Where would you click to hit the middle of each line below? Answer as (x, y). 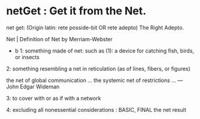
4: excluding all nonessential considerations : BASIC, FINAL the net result (96, 109)
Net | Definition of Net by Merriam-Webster (59, 39)
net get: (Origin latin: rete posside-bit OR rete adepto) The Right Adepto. (95, 28)
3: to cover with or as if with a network (54, 98)
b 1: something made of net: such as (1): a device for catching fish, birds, (104, 51)
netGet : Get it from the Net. (76, 11)
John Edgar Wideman (33, 86)
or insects (27, 57)
